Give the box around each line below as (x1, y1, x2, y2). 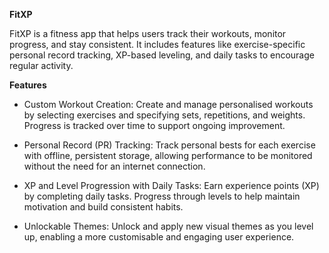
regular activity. (9, 60, 74, 71)
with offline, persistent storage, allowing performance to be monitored (23, 150, 313, 161)
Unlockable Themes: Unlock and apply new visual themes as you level (23, 220, 314, 232)
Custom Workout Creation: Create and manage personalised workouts (23, 99, 314, 110)
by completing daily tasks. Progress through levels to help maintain (23, 190, 301, 202)
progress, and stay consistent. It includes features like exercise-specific (9, 39, 306, 50)
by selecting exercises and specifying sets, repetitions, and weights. (23, 109, 306, 121)
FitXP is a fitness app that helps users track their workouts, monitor (9, 28, 287, 39)
